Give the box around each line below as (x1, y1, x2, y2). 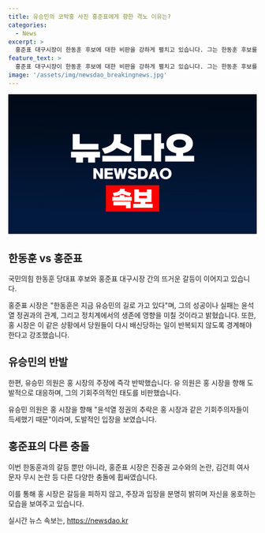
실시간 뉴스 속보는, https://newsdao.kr (8, 516, 129, 525)
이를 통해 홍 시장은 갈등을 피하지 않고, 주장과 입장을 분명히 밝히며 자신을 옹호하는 (8, 489, 256, 498)
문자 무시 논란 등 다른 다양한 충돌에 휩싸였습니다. (8, 472, 158, 482)
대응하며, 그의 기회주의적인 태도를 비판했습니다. (35, 388, 181, 397)
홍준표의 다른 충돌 (8, 440, 90, 453)
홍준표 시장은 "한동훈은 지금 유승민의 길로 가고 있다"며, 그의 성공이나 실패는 (8, 301, 240, 310)
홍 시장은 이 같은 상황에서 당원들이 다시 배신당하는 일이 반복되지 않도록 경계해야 (8, 321, 252, 330)
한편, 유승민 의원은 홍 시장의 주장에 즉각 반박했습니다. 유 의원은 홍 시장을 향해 (8, 377, 246, 387)
